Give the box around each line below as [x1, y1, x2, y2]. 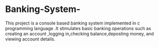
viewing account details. [5, 36, 55, 42]
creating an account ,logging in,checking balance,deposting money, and [5, 30, 154, 36]
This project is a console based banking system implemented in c [5, 20, 140, 26]
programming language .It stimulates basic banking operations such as [5, 25, 151, 31]
